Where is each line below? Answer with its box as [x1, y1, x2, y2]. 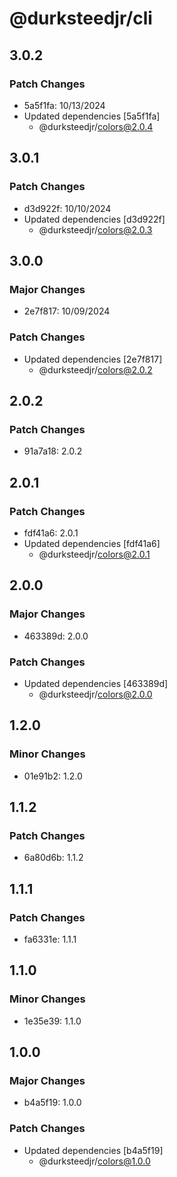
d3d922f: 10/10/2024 [23, 202, 112, 214]
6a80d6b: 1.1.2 [23, 852, 84, 864]
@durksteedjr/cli [9, 7, 153, 30]
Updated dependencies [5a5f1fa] [23, 110, 161, 122]
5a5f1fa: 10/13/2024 [23, 99, 106, 111]
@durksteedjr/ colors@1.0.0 [38, 1155, 151, 1167]
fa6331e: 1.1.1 [23, 933, 77, 945]
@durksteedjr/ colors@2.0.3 [38, 223, 153, 236]
